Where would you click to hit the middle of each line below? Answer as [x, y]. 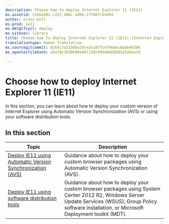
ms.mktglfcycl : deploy [29, 29]
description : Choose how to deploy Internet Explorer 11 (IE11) [74, 10]
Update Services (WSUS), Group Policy [111, 201]
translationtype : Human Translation [44, 43]
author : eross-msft [26, 19]
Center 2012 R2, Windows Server [104, 195]
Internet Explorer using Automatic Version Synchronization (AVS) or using [81, 111]
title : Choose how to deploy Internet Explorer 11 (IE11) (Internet [78, 38]
